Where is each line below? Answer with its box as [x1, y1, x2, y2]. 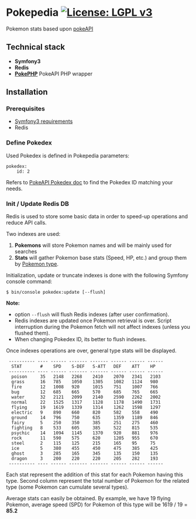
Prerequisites [6, 105, 45, 113]
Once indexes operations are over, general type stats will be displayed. [6, 347, 177, 354]
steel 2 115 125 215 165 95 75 [11, 441, 156, 446]
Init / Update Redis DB [6, 200, 69, 208]
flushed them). [14, 329, 50, 336]
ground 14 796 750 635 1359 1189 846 [11, 415, 159, 421]
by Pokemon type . [14, 260, 59, 267]
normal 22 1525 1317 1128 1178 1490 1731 [11, 400, 161, 405]
